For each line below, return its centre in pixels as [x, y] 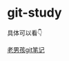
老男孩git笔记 [26, 49]
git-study [34, 13]
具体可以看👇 [25, 33]
